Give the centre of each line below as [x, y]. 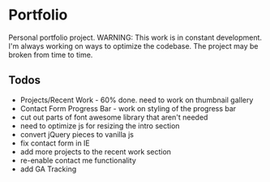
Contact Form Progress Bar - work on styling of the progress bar [128, 108]
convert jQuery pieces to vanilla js [77, 134]
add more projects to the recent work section [96, 151]
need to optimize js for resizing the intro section [100, 126]
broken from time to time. [51, 54]
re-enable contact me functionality [78, 160]
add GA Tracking [48, 169]
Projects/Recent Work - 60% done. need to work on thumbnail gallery [137, 100]
